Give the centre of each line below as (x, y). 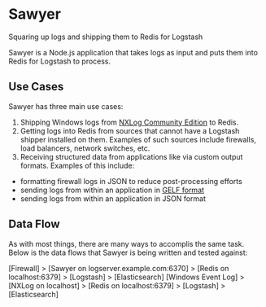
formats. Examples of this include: (77, 165)
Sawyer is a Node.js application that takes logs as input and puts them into (133, 52)
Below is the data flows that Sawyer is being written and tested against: (128, 252)
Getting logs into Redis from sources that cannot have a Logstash (130, 130)
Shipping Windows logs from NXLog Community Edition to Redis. (129, 122)
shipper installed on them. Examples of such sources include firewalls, (138, 139)
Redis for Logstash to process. (60, 61)
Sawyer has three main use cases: (66, 106)
